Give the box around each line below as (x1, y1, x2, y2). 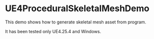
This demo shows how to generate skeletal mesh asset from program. (5, 19, 146, 25)
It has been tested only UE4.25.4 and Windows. (5, 28, 102, 34)
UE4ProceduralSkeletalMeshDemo (5, 3, 150, 14)
